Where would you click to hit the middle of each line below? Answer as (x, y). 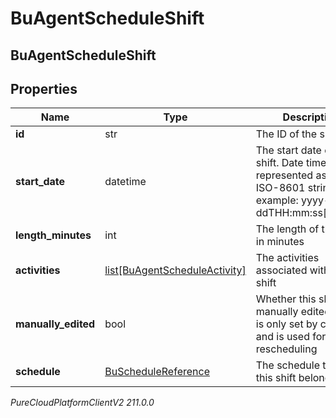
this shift (276, 378)
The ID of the (286, 134)
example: (277, 200)
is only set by (286, 324)
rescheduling (286, 349)
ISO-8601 (280, 188)
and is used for (291, 337)
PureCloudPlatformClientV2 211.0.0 (82, 403)
